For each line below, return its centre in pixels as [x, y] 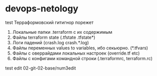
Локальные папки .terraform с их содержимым [62, 32]
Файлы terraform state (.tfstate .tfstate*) [54, 37]
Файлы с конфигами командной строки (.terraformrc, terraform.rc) [82, 58]
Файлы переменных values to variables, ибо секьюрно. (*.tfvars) [80, 48]
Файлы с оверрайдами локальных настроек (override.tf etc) [76, 53]
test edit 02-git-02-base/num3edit [41, 68]
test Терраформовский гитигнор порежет [49, 22]
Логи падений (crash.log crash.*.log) [51, 42]
